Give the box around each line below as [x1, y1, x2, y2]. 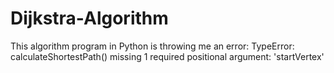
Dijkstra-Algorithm [10, 7, 169, 30]
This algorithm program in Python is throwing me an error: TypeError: [10, 40, 295, 52]
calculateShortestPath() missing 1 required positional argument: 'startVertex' [10, 50, 325, 62]
